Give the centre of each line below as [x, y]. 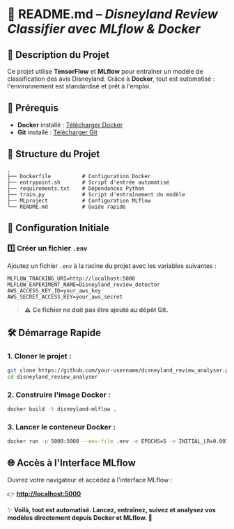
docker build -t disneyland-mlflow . [62, 409]
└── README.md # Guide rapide [67, 207]
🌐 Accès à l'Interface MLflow [71, 463]
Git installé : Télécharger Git [57, 132]
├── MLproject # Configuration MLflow [79, 200]
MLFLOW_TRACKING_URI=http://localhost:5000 [71, 279]
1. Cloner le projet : [39, 356]
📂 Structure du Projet [54, 154]
